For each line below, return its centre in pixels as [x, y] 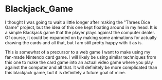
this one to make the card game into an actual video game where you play [79, 62]
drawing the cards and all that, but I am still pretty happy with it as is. [74, 42]
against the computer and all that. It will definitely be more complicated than [81, 67]
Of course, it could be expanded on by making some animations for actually [81, 38]
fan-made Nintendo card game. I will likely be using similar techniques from [81, 57]
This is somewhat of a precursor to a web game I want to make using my [78, 52]
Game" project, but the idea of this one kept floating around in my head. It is [81, 27]
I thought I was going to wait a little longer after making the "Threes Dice [78, 22]
